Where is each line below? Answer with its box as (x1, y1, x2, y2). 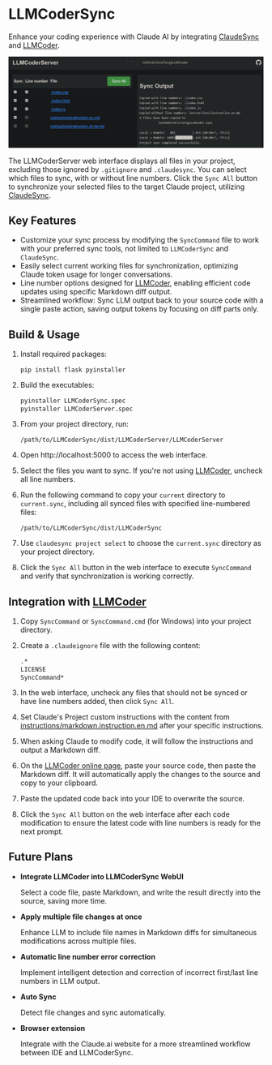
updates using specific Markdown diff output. (19, 287, 172, 297)
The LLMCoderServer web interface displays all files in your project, (8, 156, 236, 165)
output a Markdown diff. (19, 745, 100, 755)
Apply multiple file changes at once (19, 912, 142, 921)
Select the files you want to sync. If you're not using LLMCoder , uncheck (19, 466, 263, 475)
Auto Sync (19, 991, 57, 1002)
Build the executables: (19, 380, 95, 390)
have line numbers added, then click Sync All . (19, 697, 175, 706)
